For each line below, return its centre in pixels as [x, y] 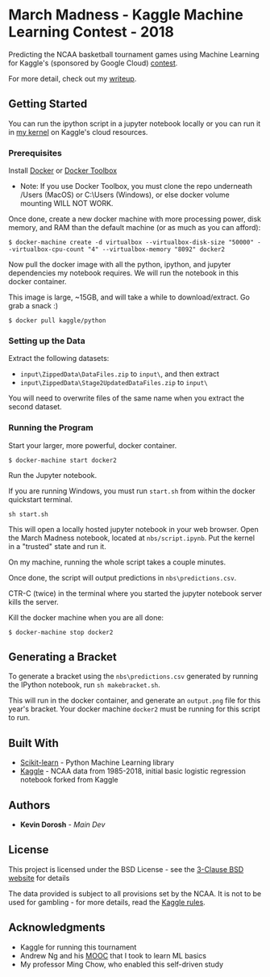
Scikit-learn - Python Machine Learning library [97, 763]
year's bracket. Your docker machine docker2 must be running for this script [134, 709]
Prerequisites [35, 153]
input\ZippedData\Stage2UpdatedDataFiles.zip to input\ [114, 383]
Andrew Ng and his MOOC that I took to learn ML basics [113, 955]
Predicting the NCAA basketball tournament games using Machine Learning [134, 54]
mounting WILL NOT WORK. [66, 203]
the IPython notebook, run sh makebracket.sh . [84, 685]
